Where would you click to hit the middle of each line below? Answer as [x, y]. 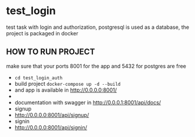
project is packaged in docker [42, 33]
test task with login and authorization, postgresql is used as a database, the [98, 27]
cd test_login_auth [39, 78]
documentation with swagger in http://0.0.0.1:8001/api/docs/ [88, 102]
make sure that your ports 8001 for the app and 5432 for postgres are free [96, 66]
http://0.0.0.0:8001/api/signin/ [51, 127]
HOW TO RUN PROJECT [51, 52]
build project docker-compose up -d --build [67, 83]
